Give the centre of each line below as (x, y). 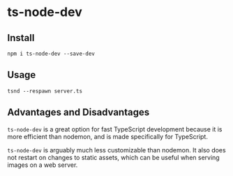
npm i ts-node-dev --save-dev (51, 54)
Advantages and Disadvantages (78, 112)
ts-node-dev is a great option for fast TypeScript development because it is (115, 129)
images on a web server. (43, 165)
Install (21, 38)
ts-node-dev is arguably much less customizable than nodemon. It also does (116, 150)
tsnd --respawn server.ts (45, 91)
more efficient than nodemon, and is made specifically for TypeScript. (107, 136)
